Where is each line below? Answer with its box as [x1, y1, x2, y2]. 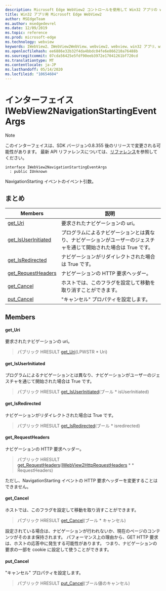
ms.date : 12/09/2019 [5, 26, 48, 31]
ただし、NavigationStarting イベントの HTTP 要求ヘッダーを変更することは [5, 477, 158, 483]
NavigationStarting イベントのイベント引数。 [5, 178, 96, 184]
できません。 [5, 484, 31, 490]
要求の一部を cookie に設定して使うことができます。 [5, 546, 112, 552]
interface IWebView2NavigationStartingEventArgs [5, 164, 107, 170]
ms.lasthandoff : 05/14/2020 [5, 67, 63, 72]
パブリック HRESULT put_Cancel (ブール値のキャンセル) [17, 580, 130, 587]
